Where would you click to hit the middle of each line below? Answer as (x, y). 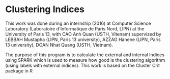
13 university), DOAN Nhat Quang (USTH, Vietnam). (59, 45)
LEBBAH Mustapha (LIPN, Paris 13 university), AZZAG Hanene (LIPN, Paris (83, 39)
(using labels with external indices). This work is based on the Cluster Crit (83, 65)
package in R (19, 71)
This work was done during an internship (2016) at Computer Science (78, 23)
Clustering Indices (45, 9)
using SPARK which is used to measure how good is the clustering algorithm (85, 60)
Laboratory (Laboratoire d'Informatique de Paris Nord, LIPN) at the (75, 28)
